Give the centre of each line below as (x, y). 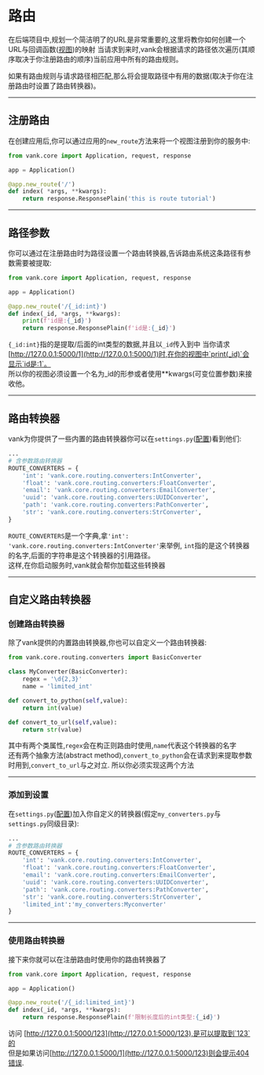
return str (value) (52, 729)
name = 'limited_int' (57, 687)
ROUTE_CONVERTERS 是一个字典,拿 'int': (69, 536)
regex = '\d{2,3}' (52, 679)
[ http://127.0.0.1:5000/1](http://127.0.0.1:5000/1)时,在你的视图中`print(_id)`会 (129, 354)
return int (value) (52, 708)
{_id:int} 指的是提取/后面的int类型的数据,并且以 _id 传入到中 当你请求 (119, 344)
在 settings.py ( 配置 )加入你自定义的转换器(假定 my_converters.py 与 (115, 814)
